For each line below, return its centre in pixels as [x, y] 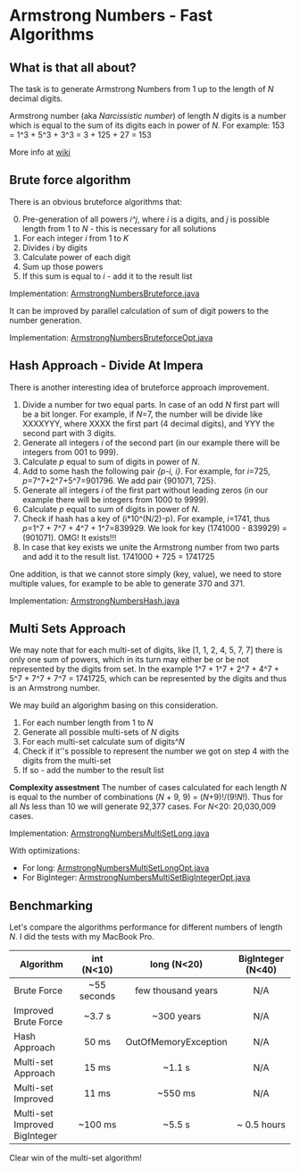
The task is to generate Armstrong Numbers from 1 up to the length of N [142, 89]
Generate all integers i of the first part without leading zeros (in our [145, 490]
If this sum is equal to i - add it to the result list [107, 276]
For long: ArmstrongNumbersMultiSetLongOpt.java [116, 868]
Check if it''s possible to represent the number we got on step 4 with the [155, 751]
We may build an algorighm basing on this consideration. [114, 705]
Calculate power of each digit [76, 257]
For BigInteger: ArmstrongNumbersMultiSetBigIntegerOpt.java [136, 878]
